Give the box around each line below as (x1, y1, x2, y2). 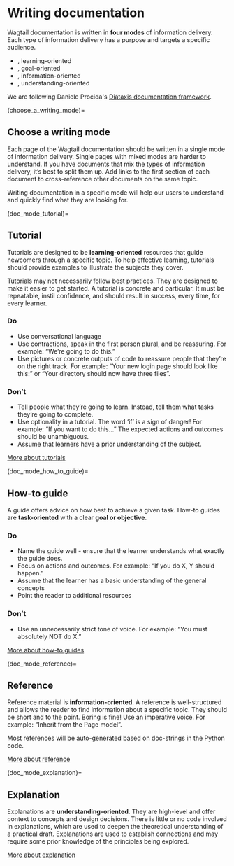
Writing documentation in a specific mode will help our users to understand (7, 188, 224, 197)
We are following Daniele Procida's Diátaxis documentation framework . (7, 92, 212, 101)
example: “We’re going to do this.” (17, 347, 115, 355)
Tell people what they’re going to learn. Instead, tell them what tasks (17, 403, 214, 411)
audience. (7, 43, 36, 51)
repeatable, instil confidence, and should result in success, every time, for (7, 291, 221, 300)
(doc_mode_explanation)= (7, 769, 82, 777)
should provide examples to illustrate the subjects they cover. (7, 263, 184, 271)
